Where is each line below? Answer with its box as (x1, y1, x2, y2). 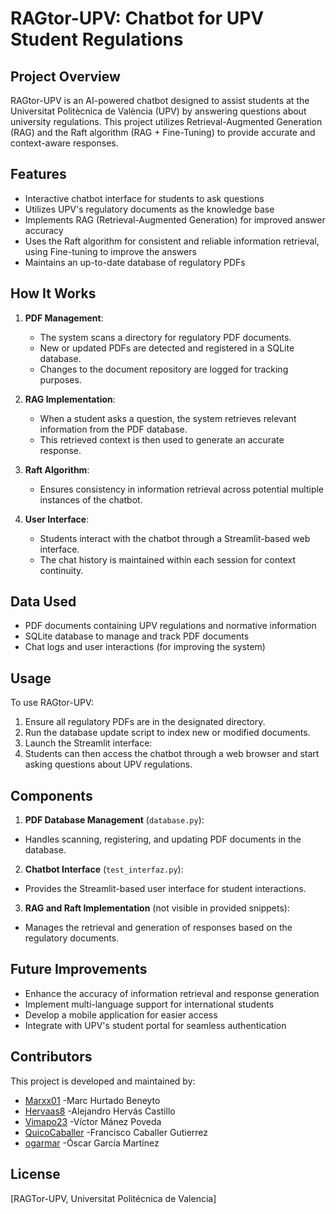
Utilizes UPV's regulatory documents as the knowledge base (24, 203, 275, 215)
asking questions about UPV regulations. (24, 758, 193, 771)
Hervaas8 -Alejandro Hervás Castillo (24, 1105, 176, 1117)
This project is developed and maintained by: (10, 1075, 196, 1087)
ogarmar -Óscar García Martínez (24, 1137, 160, 1149)
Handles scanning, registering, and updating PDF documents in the (24, 833, 302, 846)
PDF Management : (24, 312, 104, 324)
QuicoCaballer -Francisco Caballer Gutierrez (24, 1126, 209, 1138)
